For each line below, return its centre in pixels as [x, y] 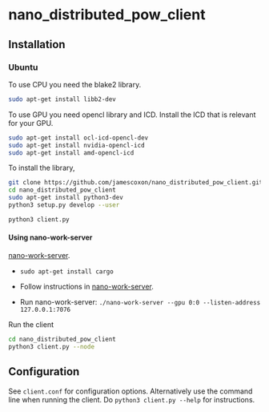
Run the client [31, 324]
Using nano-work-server [50, 237]
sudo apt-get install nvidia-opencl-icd [77, 145]
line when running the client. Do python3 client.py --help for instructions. [132, 399]
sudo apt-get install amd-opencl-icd [71, 153]
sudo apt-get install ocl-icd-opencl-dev [78, 138]
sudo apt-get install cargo [66, 271]
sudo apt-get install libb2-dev [62, 99]
